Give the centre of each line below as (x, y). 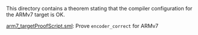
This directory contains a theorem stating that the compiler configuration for (99, 8)
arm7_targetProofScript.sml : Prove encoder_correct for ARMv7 (82, 26)
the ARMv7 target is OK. (36, 15)
